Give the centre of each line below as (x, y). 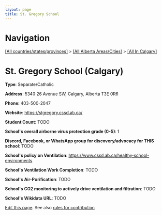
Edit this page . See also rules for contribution (50, 208)
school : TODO (19, 146)
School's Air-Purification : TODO (38, 180)
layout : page (18, 9)
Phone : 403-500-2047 (28, 103)
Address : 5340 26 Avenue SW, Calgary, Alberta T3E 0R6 (62, 94)
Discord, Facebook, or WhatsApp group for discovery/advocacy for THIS (80, 141)
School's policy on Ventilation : (36, 155)
